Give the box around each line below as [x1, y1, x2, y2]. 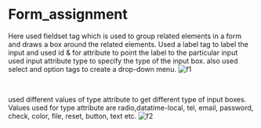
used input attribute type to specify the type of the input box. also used [8, 56, 238, 66]
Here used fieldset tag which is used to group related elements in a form [8, 31, 241, 41]
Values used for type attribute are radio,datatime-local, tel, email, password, [8, 103, 254, 112]
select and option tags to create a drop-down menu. [8, 64, 176, 73]
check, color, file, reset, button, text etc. [8, 111, 137, 120]
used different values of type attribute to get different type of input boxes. [8, 94, 247, 104]
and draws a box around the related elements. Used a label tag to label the [8, 39, 248, 48]
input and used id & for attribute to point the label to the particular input [8, 48, 238, 57]
